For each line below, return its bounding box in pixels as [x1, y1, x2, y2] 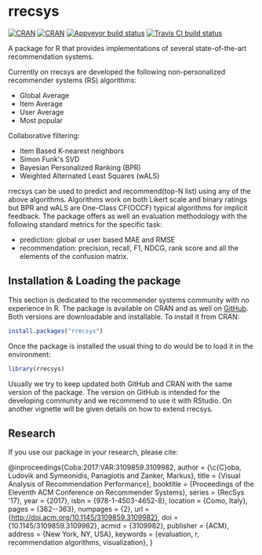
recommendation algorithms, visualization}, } [8, 538, 153, 547]
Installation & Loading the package [8, 274, 181, 288]
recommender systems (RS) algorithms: [8, 75, 137, 85]
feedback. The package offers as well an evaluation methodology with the [8, 211, 248, 221]
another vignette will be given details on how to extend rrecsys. [8, 403, 213, 414]
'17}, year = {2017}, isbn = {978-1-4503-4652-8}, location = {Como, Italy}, [8, 496, 249, 506]
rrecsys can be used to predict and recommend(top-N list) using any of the [8, 186, 251, 195]
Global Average [19, 90, 70, 100]
